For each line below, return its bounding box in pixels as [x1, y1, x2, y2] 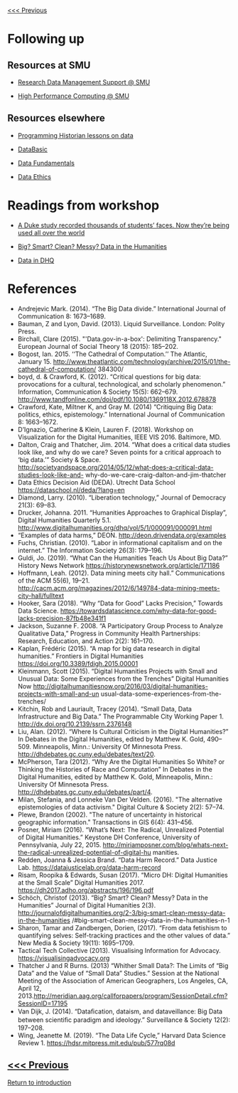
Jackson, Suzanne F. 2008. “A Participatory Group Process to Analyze [17, 621, 224, 630]
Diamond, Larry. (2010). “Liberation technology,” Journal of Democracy [17, 493, 226, 502]
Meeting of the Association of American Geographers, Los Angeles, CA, [17, 976, 229, 985]
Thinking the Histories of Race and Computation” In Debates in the [17, 765, 213, 773]
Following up [7, 31, 85, 47]
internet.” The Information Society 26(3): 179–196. [17, 546, 163, 554]
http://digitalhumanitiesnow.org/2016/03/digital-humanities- [33, 682, 208, 690]
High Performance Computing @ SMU [17, 92, 130, 100]
